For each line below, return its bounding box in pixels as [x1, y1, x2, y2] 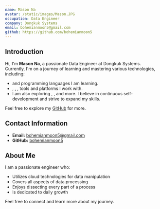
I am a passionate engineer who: [5, 164, 71, 170]
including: [5, 71, 25, 77]
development [12, 96, 39, 102]
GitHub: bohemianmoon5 [12, 137, 63, 143]
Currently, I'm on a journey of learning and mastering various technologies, [5, 66, 156, 71]
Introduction [5, 48, 44, 56]
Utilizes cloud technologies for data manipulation [12, 174, 110, 180]
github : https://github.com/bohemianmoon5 [5, 30, 92, 35]
